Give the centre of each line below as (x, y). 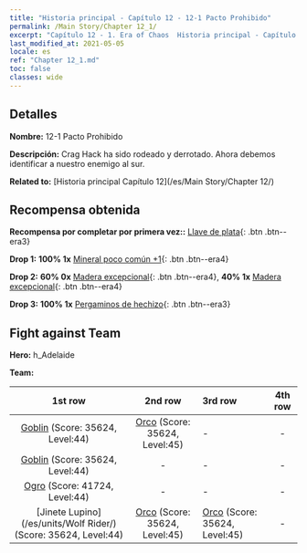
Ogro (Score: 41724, (69, 486)
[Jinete (51, 512)
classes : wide (37, 78)
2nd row (163, 401)
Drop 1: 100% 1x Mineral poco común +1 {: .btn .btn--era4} (119, 259)
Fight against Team (65, 333)
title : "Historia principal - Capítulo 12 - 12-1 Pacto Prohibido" (141, 18)
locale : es (30, 52)
